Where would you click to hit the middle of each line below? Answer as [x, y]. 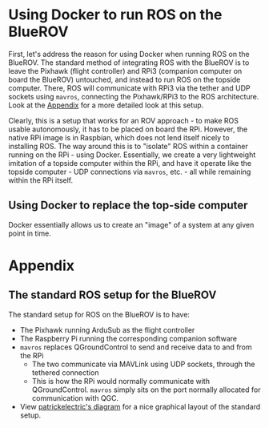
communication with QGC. [75, 398]
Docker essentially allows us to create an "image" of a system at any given [131, 224]
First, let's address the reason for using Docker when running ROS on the [129, 54]
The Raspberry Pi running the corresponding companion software [128, 338]
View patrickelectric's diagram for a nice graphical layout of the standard [140, 406]
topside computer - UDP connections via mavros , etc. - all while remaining [130, 172]
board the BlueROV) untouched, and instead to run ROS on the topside [124, 79]
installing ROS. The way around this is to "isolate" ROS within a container [128, 146]
